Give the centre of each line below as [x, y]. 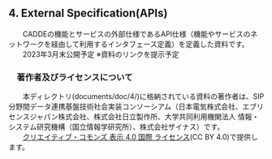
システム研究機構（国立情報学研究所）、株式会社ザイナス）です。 [117, 127]
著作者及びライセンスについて [75, 77]
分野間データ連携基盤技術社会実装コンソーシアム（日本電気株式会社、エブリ [136, 107]
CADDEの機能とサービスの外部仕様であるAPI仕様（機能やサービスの [136, 34]
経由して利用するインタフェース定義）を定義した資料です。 [150, 44]
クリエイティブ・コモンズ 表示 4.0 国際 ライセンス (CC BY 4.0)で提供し [140, 137]
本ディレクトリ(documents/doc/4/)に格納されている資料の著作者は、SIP [143, 97]
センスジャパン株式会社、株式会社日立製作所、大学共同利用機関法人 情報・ [134, 117]
